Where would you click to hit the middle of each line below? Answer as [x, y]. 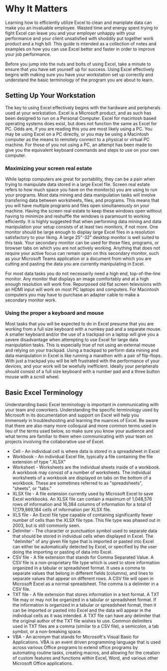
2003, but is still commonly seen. [46, 526]
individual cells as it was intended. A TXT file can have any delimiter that [86, 616]
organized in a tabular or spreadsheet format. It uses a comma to [79, 568]
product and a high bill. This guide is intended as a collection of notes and [81, 43]
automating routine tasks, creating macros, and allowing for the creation [86, 653]
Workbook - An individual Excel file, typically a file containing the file [83, 456]
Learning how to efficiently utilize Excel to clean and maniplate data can [79, 22]
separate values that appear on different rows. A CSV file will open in [83, 579]
